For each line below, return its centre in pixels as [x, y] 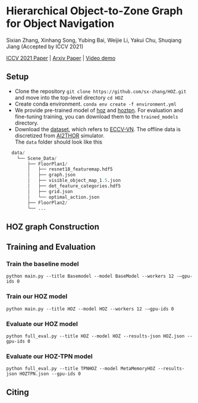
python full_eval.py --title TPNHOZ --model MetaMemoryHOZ [81, 369]
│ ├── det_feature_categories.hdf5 [74, 186]
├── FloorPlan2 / [48, 203]
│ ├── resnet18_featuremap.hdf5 [70, 169]
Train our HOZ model [37, 296]
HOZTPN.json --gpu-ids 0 [50, 374]
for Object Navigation [60, 24]
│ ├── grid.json [50, 191]
